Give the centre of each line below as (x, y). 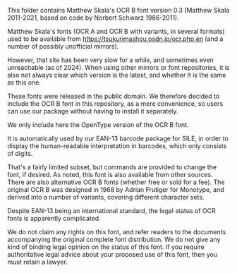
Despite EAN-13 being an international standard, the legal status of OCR (112, 211)
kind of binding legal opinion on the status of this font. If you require (106, 247)
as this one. (24, 83)
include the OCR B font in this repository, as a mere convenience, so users (115, 104)
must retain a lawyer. (38, 262)
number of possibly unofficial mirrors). (63, 46)
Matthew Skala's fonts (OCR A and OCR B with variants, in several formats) (116, 31)
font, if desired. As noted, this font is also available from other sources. (110, 175)
